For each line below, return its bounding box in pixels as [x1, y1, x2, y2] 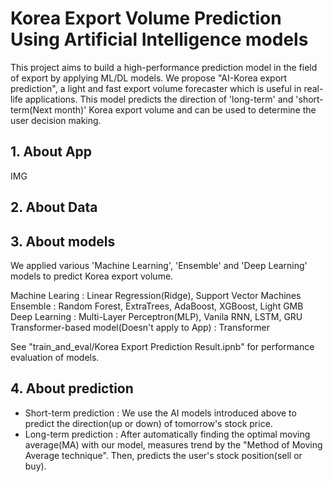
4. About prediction [10, 380, 134, 397]
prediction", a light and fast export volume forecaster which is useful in [10, 82, 302, 94]
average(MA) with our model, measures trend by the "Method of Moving [24, 438, 323, 451]
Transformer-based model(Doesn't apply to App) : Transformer [10, 321, 270, 333]
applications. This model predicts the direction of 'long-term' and [24, 93, 294, 105]
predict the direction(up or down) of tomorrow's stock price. [24, 417, 273, 429]
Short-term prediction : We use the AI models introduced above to [24, 407, 297, 419]
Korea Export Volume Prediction [10, 7, 282, 30]
